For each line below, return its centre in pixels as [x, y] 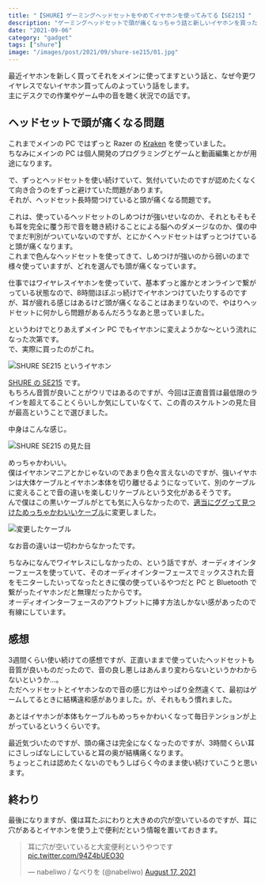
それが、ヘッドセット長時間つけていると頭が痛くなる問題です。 [112, 199]
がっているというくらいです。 [56, 726]
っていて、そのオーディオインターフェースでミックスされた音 [155, 572]
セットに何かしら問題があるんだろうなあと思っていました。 [112, 312]
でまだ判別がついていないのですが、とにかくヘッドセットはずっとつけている [132, 236]
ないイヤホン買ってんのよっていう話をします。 [118, 85]
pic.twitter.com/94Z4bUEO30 [76, 856]
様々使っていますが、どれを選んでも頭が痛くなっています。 [104, 266]
